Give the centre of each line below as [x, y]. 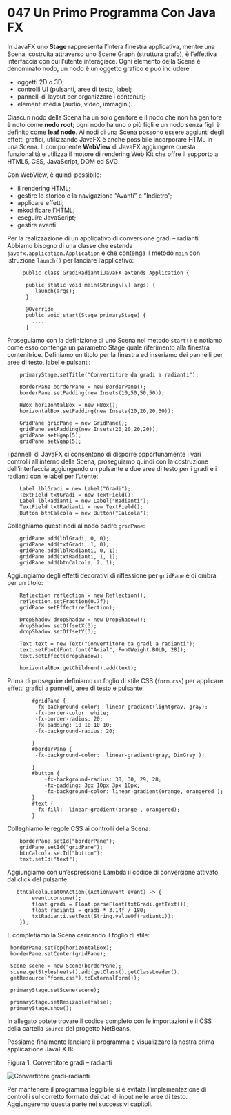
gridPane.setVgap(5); [50, 441]
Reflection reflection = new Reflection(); [83, 595]
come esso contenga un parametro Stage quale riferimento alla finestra [109, 347]
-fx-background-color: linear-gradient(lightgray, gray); [121, 707]
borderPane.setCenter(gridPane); [58, 954]
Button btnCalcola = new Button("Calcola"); [84, 513]
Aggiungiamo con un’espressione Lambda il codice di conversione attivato [113, 872]
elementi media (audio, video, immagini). [75, 104]
